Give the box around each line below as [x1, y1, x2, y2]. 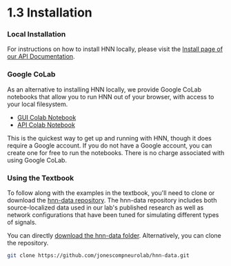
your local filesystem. [7, 100, 68, 108]
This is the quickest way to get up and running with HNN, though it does [7, 134, 212, 142]
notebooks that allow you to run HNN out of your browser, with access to [7, 92, 214, 101]
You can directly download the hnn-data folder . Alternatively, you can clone [7, 232, 222, 240]
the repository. [7, 239, 49, 247]
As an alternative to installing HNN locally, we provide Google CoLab [7, 85, 202, 94]
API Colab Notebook [17, 121, 76, 129]
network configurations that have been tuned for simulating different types [7, 211, 219, 219]
